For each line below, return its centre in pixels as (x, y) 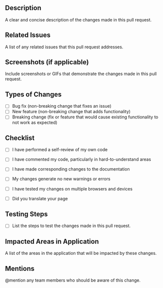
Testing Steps (27, 214)
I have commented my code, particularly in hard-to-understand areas (81, 159)
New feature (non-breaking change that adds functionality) (71, 112)
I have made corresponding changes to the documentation (71, 169)
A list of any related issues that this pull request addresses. (64, 47)
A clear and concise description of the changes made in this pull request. (78, 19)
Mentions (20, 268)
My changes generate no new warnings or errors (61, 179)
